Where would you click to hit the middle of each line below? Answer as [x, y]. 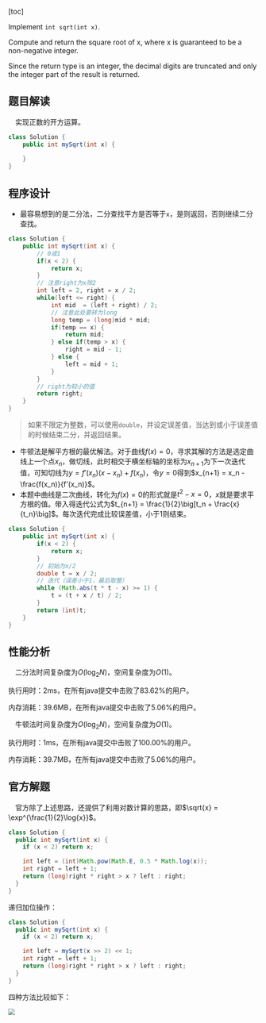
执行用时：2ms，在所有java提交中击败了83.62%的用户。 [101, 690]
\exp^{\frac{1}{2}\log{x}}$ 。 [54, 817]
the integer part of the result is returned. [74, 74]
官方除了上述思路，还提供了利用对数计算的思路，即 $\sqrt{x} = [117, 807]
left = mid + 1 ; [92, 364]
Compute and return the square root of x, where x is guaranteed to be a [125, 42]
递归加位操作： [33, 907]
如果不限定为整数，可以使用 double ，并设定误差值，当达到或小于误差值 [143, 425]
